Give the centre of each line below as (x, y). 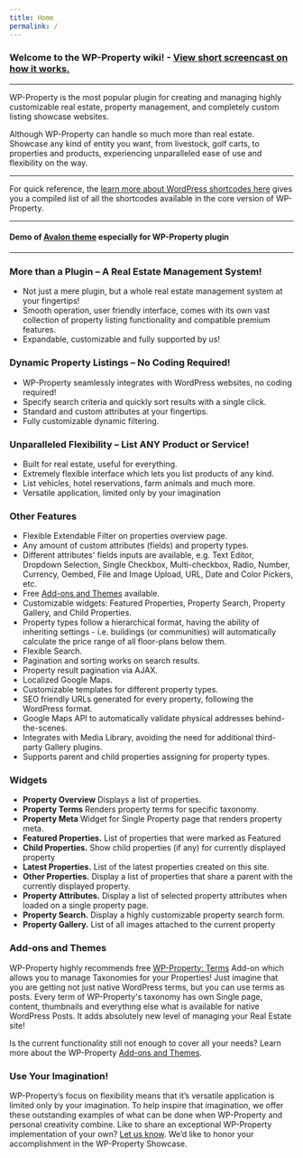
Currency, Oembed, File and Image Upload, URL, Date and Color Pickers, (157, 574)
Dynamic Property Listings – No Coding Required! (120, 362)
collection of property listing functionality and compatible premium (146, 320)
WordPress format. (57, 709)
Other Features (43, 516)
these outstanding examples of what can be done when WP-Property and (146, 1115)
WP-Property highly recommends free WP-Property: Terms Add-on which (147, 967)
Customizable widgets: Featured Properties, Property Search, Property (154, 603)
